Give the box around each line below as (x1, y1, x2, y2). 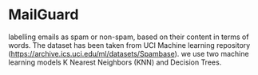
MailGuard (8, 6, 79, 24)
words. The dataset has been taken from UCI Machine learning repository (8, 40, 251, 49)
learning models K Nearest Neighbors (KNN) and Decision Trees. (8, 57, 222, 67)
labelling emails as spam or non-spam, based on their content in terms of (8, 32, 249, 41)
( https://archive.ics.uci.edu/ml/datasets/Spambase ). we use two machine (8, 49, 249, 58)
